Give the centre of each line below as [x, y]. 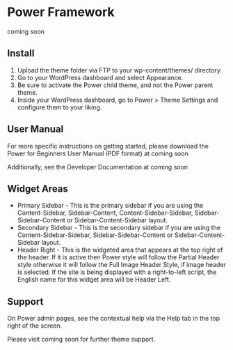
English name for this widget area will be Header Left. [94, 280]
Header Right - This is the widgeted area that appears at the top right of [120, 250]
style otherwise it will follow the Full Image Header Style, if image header [121, 265]
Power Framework [61, 12]
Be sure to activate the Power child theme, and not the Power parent [115, 85]
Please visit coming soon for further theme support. [81, 340]
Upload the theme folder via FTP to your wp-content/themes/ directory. [120, 70]
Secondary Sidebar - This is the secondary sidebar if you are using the [119, 228]
